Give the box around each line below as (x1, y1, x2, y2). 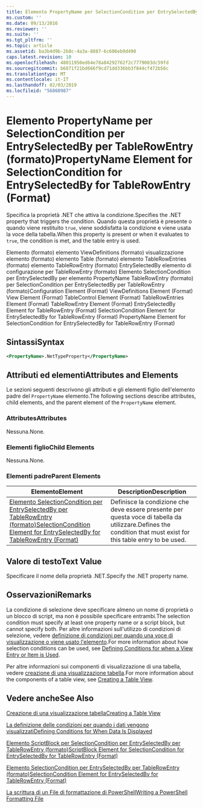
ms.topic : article (6, 43, 53, 49)
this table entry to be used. (110, 536, 187, 544)
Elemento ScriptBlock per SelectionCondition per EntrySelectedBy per (6, 739, 181, 746)
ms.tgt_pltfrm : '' (6, 37, 53, 43)
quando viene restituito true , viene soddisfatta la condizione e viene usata (6, 224, 192, 231)
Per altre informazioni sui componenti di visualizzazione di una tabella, (6, 663, 182, 670)
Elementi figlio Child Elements (6, 443, 95, 452)
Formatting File (6, 795, 44, 802)
